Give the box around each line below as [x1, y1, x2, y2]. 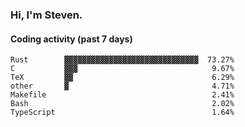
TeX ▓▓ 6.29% [10, 73, 235, 83]
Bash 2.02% [10, 99, 235, 109]
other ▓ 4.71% [10, 81, 235, 92]
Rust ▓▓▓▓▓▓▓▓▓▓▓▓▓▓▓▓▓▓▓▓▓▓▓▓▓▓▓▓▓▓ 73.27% [10, 55, 235, 65]
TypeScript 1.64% [10, 108, 235, 118]
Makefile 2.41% [10, 90, 235, 100]
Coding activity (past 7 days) [10, 33, 133, 45]
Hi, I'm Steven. [10, 8, 83, 22]
